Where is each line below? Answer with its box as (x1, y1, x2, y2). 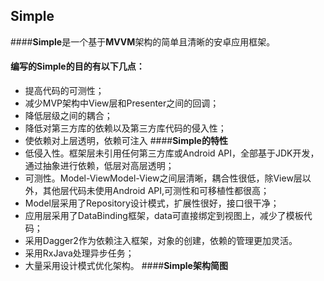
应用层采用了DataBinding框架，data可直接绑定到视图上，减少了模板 (24, 210, 304, 222)
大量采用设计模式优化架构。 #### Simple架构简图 (24, 260, 228, 272)
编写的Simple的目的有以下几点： (10, 60, 145, 73)
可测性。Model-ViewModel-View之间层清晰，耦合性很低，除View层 (24, 172, 303, 184)
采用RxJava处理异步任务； (24, 247, 135, 259)
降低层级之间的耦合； (24, 110, 113, 122)
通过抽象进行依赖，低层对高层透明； (24, 160, 175, 172)
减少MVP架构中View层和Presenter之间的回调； (24, 97, 220, 109)
